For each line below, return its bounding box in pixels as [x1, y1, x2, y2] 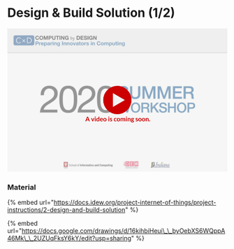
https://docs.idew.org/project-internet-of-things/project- [53, 198, 217, 206]
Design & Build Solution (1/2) [7, 5, 176, 21]
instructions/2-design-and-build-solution [7, 205, 126, 214]
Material [7, 182, 36, 192]
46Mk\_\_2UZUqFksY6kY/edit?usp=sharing [7, 234, 131, 242]
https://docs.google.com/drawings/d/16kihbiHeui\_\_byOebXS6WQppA [21, 226, 226, 235]
